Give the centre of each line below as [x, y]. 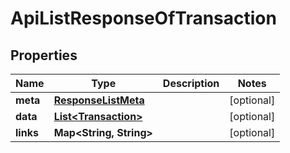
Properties [44, 55]
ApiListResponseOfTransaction [143, 18]
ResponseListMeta [99, 100]
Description [191, 83]
